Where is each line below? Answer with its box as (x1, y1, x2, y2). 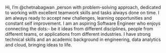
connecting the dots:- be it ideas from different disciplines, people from (5, 26, 153, 32)
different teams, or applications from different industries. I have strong (5, 31, 151, 37)
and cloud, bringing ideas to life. (5, 42, 72, 47)
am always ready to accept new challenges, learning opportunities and (5, 15, 152, 21)
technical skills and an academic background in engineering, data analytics (5, 36, 161, 42)
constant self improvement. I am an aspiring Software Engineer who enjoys (5, 20, 161, 26)
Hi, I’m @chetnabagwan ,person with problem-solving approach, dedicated (5, 5, 161, 10)
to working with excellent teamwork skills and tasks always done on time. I (5, 10, 159, 16)
